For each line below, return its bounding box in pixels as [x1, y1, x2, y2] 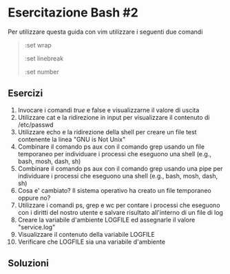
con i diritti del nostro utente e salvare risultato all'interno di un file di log [17, 208, 223, 216]
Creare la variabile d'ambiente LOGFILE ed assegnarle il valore [17, 215, 196, 224]
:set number [24, 67, 59, 76]
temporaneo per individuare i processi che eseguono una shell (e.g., [17, 149, 212, 158]
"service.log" [17, 222, 56, 231]
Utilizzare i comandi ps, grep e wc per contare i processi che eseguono [17, 201, 220, 209]
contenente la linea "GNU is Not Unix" [17, 135, 126, 143]
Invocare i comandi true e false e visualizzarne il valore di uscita [17, 105, 200, 114]
